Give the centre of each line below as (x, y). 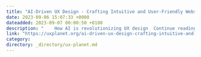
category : (19, 39)
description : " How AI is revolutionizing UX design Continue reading (101, 28)
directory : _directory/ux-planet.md (52, 45)
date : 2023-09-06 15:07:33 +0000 (48, 17)
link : (13, 34)
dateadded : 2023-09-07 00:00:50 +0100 (54, 23)
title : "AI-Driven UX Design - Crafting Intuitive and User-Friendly (95, 12)
